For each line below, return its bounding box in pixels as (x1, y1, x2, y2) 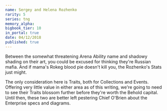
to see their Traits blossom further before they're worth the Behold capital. (5, 89, 158, 95)
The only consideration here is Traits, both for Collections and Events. (5, 79, 149, 85)
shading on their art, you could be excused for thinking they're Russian (5, 58, 151, 65)
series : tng (5, 16, 30, 21)
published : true (5, 40, 39, 45)
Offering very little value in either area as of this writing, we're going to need (5, 84, 162, 90)
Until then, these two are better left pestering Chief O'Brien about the (5, 95, 147, 101)
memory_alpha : (5, 21, 35, 26)
